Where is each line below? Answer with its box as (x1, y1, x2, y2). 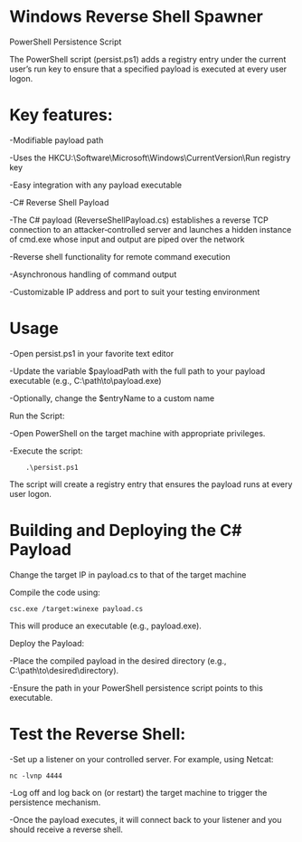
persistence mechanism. (9, 797, 101, 808)
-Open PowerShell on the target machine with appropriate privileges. (9, 427, 266, 438)
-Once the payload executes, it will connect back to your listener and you (9, 814, 282, 825)
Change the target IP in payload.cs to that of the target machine (9, 569, 247, 580)
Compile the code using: (9, 587, 101, 598)
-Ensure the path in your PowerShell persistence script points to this (9, 682, 264, 694)
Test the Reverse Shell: (9, 723, 186, 744)
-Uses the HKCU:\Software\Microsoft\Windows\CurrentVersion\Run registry (9, 152, 291, 163)
